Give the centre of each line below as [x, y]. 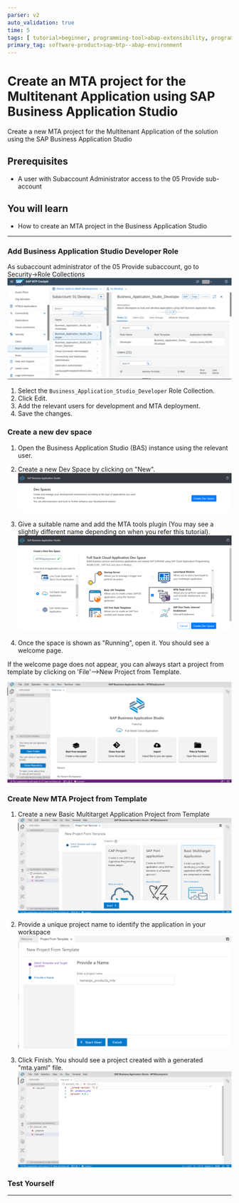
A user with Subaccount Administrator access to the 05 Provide [111, 178]
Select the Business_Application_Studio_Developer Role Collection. [116, 391]
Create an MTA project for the [97, 81]
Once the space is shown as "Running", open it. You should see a [113, 643]
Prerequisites [38, 162]
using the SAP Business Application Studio [70, 139]
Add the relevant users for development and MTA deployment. [109, 406]
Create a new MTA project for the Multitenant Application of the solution [113, 131]
